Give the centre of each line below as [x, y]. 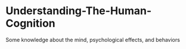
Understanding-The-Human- [79, 11]
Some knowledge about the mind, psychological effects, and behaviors [93, 40]
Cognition [31, 23]
